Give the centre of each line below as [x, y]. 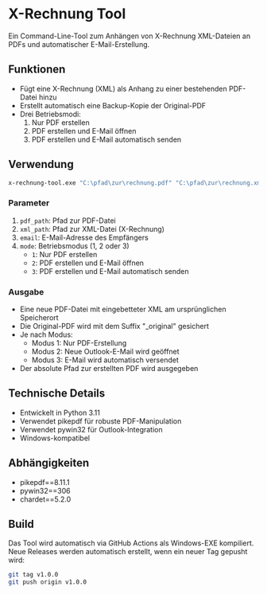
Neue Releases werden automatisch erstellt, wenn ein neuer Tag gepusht [128, 552]
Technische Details [57, 394]
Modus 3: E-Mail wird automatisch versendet [105, 360]
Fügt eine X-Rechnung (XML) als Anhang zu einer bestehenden [124, 88]
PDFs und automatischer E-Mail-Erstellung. [79, 44]
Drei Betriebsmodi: [50, 114]
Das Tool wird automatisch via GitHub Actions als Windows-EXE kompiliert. [131, 543]
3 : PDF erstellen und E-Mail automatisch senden [110, 271]
